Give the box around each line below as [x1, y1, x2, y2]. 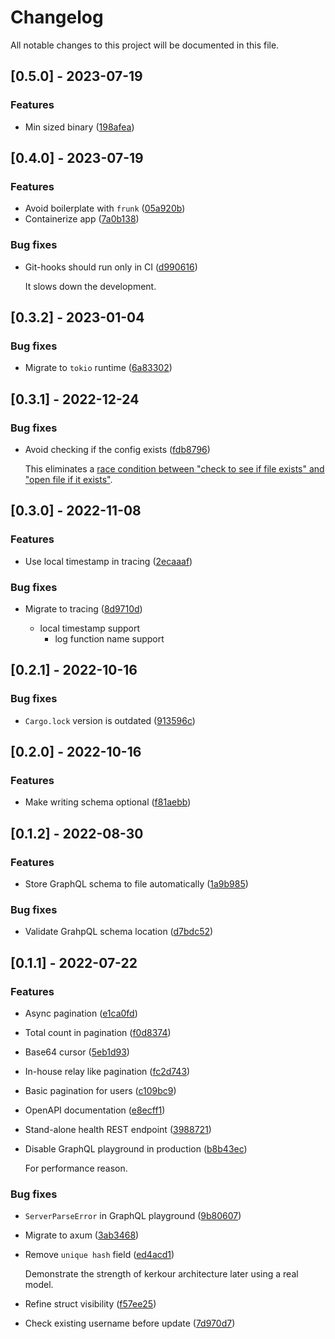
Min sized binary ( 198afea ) [24, 121, 135, 133]
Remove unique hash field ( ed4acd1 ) [24, 1249, 175, 1261]
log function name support [54, 632, 165, 645]
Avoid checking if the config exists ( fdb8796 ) [24, 443, 211, 455]
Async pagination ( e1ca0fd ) [24, 1007, 138, 1020]
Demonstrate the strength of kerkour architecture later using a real [24, 1268, 299, 1280]
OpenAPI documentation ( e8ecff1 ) [24, 1104, 166, 1116]
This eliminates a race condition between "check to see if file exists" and [24, 462, 325, 475]
